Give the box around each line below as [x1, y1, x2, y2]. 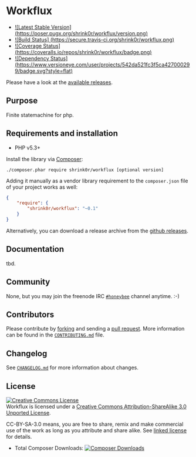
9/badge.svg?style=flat [14, 67, 72, 74]
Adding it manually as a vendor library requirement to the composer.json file [6, 177, 188, 184]
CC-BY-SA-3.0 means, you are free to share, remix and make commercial [6, 421, 184, 428]
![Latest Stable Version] [14, 24, 72, 31]
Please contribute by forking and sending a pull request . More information [6, 325, 185, 332]
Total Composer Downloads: [14, 445, 84, 451]
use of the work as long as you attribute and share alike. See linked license [6, 427, 187, 433]
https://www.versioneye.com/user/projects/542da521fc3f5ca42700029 [16, 61, 190, 68]
